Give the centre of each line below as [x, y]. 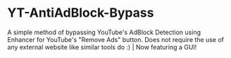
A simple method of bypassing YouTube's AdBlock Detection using [104, 32]
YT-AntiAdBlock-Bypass [81, 13]
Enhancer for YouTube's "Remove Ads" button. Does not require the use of [115, 39]
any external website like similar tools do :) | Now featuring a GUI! [102, 47]
